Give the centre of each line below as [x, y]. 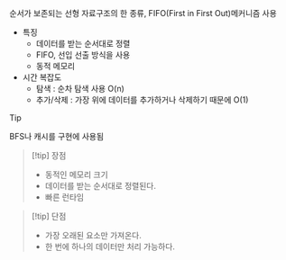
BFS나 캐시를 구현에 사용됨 [57, 136]
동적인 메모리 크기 [76, 175]
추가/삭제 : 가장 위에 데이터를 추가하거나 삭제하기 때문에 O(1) [142, 100]
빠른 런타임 [64, 197]
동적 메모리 [55, 66]
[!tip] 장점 [49, 155]
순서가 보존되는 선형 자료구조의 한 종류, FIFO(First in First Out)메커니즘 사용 [143, 13]
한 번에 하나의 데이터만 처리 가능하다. [110, 247]
